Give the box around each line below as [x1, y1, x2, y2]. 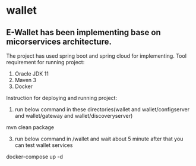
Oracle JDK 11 [14, 70, 49, 77]
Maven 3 [14, 77, 37, 83]
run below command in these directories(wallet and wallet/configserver [14, 106, 190, 113]
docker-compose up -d [6, 153, 64, 160]
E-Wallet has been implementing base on [6, 27, 162, 37]
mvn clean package [6, 124, 55, 131]
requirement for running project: [6, 59, 85, 65]
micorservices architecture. [6, 36, 112, 46]
